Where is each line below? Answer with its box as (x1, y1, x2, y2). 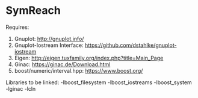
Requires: (5, 23, 29, 31)
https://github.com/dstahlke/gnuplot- (84, 41, 177, 49)
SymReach (5, 4, 61, 17)
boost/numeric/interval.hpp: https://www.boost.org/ (14, 67, 143, 74)
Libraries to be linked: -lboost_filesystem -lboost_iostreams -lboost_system (5, 79, 192, 86)
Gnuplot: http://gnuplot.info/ (14, 35, 84, 42)
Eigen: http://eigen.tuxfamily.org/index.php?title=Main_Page (14, 54, 164, 61)
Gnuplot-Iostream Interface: (14, 41, 84, 49)
